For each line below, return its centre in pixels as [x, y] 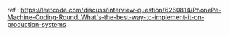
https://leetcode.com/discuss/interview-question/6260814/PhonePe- [121, 10]
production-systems [37, 24]
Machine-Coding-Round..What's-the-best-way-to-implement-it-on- [106, 17]
